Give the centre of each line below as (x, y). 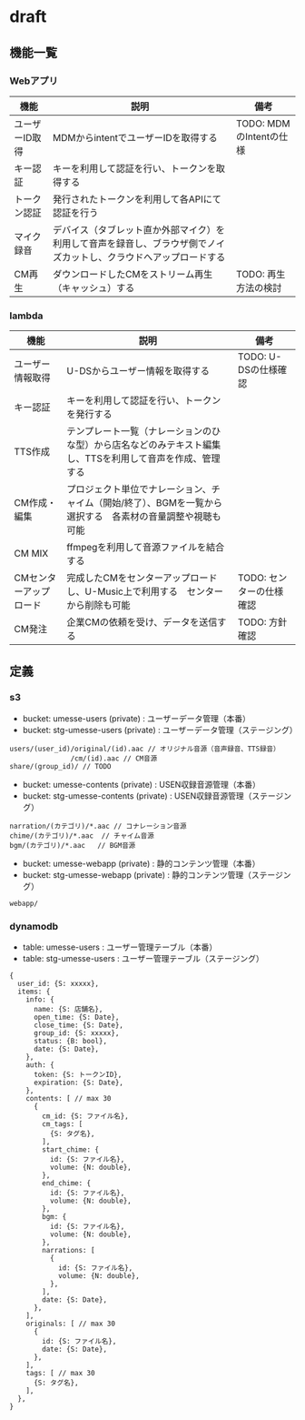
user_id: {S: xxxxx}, (59, 984)
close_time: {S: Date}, (79, 1025)
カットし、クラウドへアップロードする (144, 257)
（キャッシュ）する (94, 287)
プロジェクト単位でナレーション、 (139, 489)
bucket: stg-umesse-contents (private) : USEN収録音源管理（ (137, 796)
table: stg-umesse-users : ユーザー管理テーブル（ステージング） (143, 959)
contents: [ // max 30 (69, 1099)
